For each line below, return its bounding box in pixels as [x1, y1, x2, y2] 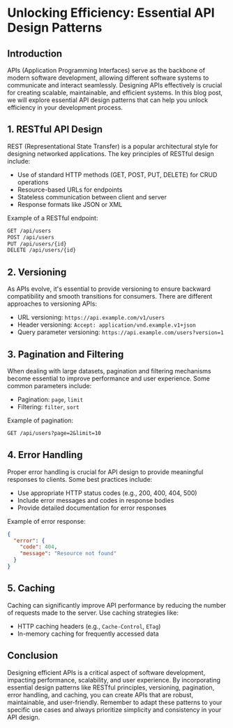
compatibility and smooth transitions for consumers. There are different [7, 292, 213, 301]
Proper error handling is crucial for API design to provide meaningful [7, 467, 204, 476]
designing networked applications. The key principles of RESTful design [7, 149, 214, 158]
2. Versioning [7, 266, 67, 278]
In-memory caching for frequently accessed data [17, 629, 159, 638]
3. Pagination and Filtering [7, 348, 124, 360]
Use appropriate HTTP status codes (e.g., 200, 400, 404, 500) [17, 488, 197, 497]
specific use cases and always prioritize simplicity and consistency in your [7, 705, 222, 714]
